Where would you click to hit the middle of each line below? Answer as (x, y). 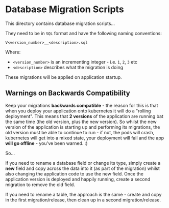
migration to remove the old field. (40, 185)
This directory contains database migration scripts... (60, 23)
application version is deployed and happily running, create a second (78, 179)
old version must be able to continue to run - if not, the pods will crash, (80, 132)
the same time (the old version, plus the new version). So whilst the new (81, 122)
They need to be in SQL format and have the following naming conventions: (83, 33)
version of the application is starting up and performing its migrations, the (83, 127)
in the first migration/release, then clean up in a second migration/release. (83, 200)
